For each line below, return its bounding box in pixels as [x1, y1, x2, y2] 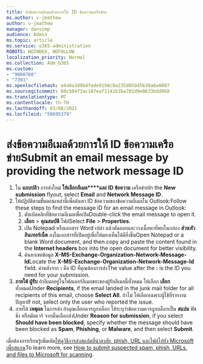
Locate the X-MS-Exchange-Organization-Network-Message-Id [29, 258, 194, 265]
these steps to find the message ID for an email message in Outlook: [15, 204, 187, 212]
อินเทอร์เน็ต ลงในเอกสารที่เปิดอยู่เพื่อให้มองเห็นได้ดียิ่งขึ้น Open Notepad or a [24, 231, 184, 238]
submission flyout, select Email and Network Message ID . [15, 191, 163, 198]
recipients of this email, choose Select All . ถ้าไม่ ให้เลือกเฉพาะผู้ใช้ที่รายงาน [15, 291, 187, 299]
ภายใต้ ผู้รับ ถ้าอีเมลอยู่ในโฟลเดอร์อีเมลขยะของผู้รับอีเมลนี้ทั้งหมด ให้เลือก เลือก [15, 278, 170, 285]
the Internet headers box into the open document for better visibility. [24, 244, 198, 252]
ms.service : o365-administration [6, 43, 91, 49]
